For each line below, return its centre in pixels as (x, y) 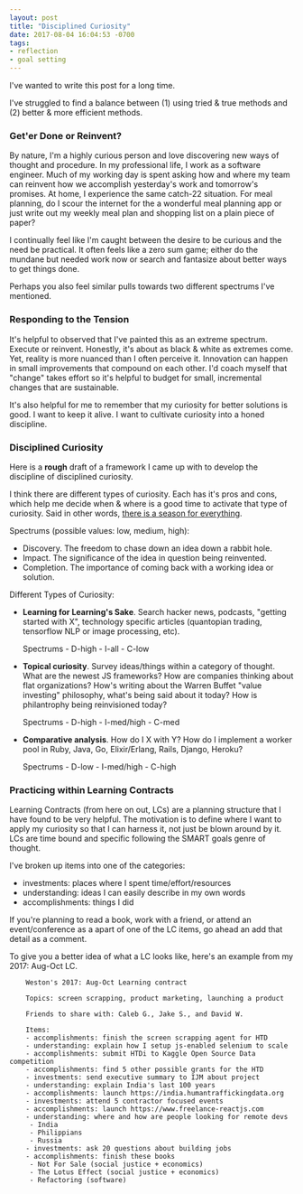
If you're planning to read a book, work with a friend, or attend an (131, 920)
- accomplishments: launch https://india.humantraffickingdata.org (155, 1094)
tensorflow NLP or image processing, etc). (101, 631)
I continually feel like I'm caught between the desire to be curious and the (146, 240)
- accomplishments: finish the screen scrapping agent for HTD (147, 1038)
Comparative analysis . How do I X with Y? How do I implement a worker (157, 739)
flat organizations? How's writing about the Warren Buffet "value (142, 685)
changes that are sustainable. (64, 387)
